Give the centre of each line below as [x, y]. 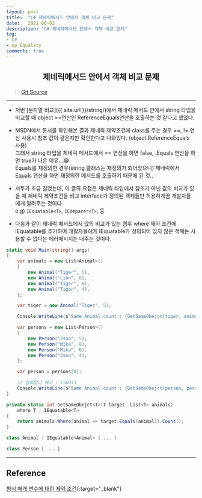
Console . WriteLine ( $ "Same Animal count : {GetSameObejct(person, [101, 388]
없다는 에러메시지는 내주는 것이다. [72, 238]
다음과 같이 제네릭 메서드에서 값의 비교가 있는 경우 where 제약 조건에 [96, 223]
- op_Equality [24, 46]
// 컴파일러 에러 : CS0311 [47, 383]
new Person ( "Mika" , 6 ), [57, 350]
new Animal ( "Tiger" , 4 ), [59, 289]
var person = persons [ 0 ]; [50, 372]
